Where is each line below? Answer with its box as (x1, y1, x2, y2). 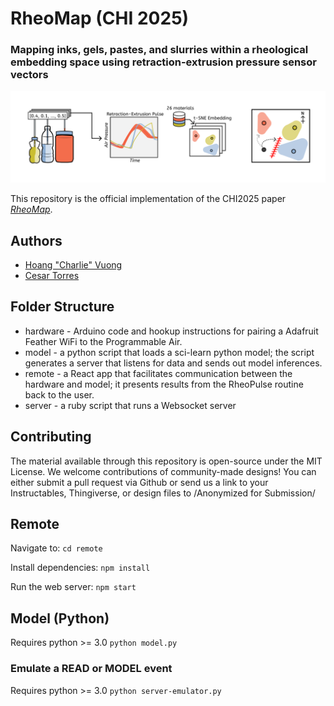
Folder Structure (10, 298, 115, 316)
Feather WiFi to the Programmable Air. (24, 335, 183, 347)
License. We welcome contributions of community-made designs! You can (10, 465, 317, 477)
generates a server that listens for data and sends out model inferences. (24, 357, 323, 369)
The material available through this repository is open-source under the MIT (10, 455, 323, 467)
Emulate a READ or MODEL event (10, 662, 173, 676)
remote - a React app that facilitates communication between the (24, 367, 293, 379)
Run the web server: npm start (10, 581, 137, 593)
